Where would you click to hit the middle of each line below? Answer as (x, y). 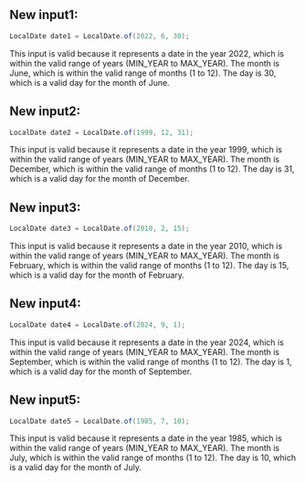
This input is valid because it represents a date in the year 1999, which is (146, 150)
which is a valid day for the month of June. (90, 82)
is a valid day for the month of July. (76, 467)
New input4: (45, 304)
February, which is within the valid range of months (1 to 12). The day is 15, (149, 266)
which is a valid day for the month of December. (100, 179)
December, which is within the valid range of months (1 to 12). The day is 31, (152, 169)
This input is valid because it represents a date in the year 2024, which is (147, 342)
